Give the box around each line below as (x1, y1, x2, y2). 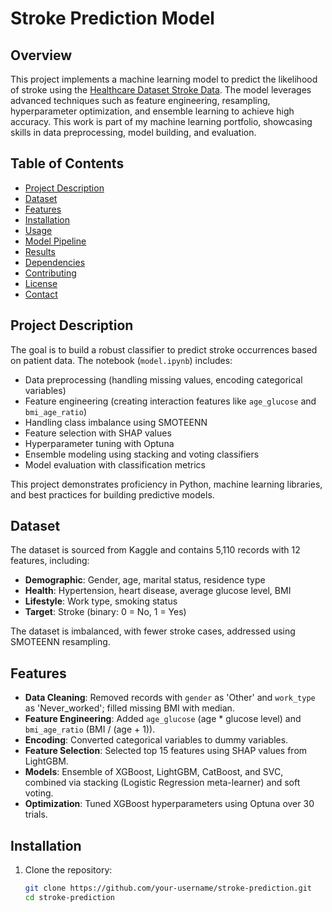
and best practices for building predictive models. (10, 488, 215, 501)
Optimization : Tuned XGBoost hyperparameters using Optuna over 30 (24, 798, 315, 810)
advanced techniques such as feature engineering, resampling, (10, 95, 271, 106)
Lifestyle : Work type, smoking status (24, 595, 178, 607)
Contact (24, 288, 58, 300)
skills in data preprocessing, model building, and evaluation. (10, 127, 257, 138)
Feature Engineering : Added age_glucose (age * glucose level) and (24, 713, 302, 725)
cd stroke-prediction (24, 892, 115, 902)
